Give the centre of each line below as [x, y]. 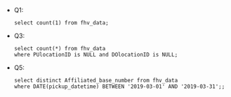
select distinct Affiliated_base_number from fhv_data [96, 80]
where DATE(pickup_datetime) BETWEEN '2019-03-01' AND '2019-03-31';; [119, 87]
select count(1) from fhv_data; [61, 23]
